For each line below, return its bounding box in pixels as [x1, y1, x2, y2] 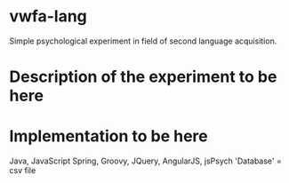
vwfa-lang [9, 6, 87, 27]
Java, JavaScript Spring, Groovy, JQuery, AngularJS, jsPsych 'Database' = [9, 155, 282, 166]
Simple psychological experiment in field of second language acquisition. [9, 36, 277, 46]
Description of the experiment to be [9, 67, 277, 87]
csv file [9, 165, 36, 176]
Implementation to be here [9, 126, 208, 147]
